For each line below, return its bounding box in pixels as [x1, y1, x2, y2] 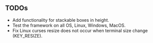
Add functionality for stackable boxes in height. [12, 17, 109, 23]
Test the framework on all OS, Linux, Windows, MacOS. [12, 22, 126, 28]
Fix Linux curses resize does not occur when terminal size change [12, 27, 148, 34]
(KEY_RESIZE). [12, 33, 43, 39]
